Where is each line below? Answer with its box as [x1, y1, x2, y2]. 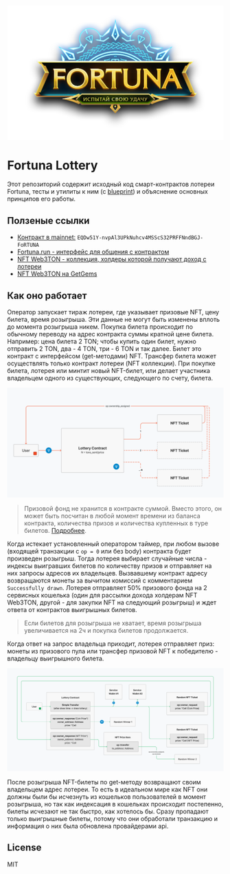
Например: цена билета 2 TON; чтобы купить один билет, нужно [7, 337, 197, 346]
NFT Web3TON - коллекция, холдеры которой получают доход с [16, 255, 207, 263]
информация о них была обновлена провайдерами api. [7, 822, 169, 830]
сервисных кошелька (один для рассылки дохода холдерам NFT [7, 591, 198, 600]
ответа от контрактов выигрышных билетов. [7, 606, 137, 614]
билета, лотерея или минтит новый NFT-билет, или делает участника [7, 367, 211, 375]
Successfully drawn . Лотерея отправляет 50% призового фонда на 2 [7, 584, 207, 592]
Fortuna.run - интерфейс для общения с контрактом [16, 247, 170, 256]
